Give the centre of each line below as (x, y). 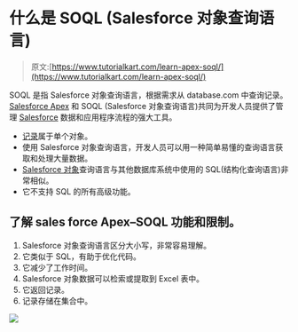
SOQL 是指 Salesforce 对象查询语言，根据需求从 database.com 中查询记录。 (149, 95)
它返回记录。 (45, 289)
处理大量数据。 (65, 158)
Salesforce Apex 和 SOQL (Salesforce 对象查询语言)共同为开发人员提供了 (143, 106)
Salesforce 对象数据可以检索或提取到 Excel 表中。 (113, 278)
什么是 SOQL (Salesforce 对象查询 (134, 18)
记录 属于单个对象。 (57, 136)
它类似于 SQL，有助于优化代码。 (82, 256)
